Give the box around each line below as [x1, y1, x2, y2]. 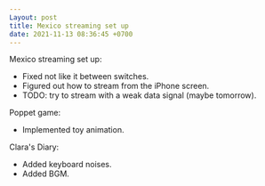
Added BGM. [21, 168, 69, 179]
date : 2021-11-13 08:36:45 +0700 [9, 29, 133, 38]
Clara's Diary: [9, 142, 60, 152]
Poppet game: [9, 108, 60, 118]
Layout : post [9, 12, 58, 22]
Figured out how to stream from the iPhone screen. [21, 81, 210, 92]
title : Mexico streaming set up [9, 21, 129, 30]
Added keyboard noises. [21, 159, 113, 170]
